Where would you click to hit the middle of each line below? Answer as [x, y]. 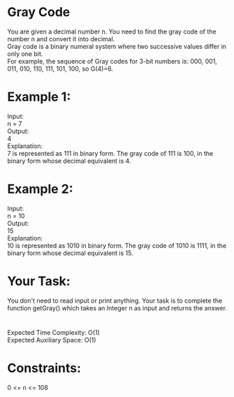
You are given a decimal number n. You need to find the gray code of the [112, 31]
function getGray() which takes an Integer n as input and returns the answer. [117, 308]
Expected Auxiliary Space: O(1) [52, 340]
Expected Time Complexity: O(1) [53, 332]
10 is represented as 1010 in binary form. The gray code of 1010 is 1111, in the [117, 245]
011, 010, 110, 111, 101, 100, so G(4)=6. [60, 68]
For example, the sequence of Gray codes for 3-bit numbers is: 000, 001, [112, 61]
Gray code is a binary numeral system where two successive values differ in [117, 46]
